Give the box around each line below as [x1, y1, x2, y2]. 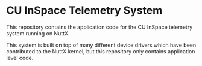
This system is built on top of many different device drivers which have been [6, 41, 197, 49]
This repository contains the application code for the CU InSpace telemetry [6, 23, 193, 31]
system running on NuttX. [6, 29, 70, 37]
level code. [6, 54, 34, 61]
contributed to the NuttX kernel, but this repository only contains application [6, 47, 195, 55]
